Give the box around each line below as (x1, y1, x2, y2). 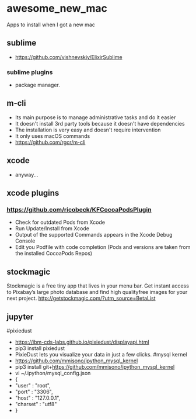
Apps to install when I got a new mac (6, 21, 95, 28)
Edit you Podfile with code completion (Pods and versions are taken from (15, 244, 191, 251)
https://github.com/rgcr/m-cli (15, 138, 86, 146)
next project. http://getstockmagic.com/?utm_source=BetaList (6, 295, 156, 302)
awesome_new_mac (6, 2, 107, 15)
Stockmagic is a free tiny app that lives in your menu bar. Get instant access (6, 282, 189, 289)
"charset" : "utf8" (15, 400, 57, 407)
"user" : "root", (15, 382, 51, 389)
